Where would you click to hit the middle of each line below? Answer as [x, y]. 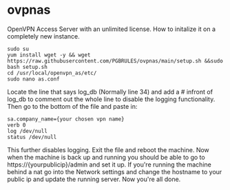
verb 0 [17, 125]
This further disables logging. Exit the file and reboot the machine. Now [108, 149]
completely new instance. [44, 36]
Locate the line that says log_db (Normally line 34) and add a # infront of [110, 92]
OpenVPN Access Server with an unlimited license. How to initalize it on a [111, 29]
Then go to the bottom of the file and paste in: [72, 106]
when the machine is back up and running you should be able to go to [106, 157]
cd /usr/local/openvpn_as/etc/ [52, 73]
